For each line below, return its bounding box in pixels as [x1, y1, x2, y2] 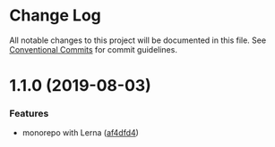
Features [9, 108, 49, 120]
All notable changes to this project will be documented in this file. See [9, 35, 267, 45]
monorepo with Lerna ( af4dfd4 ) [21, 127, 139, 138]
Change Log [9, 5, 101, 26]
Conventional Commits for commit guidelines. [9, 44, 177, 54]
